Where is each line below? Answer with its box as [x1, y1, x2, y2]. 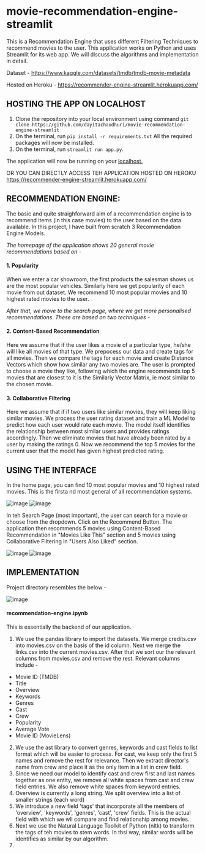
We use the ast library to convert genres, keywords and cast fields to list [15, 744, 198, 751]
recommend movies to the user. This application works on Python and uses [6, 44, 196, 52]
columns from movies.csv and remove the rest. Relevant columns [15, 655, 181, 662]
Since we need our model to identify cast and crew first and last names [15, 770, 195, 777]
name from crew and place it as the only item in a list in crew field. [15, 763, 182, 771]
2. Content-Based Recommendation [6, 327, 100, 335]
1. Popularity [6, 262, 39, 270]
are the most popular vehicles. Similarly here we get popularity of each [6, 282, 185, 289]
